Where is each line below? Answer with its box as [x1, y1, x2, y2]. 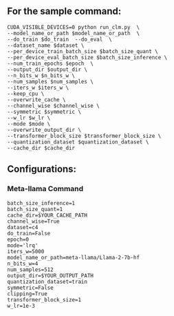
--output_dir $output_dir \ [7, 66, 88, 73]
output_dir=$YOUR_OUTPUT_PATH [7, 272, 94, 279]
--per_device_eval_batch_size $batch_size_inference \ [7, 54, 168, 61]
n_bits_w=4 [7, 260, 39, 267]
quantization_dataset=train [7, 278, 88, 285]
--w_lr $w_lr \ [7, 114, 51, 121]
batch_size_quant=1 [7, 206, 63, 213]
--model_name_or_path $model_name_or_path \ [7, 30, 140, 37]
